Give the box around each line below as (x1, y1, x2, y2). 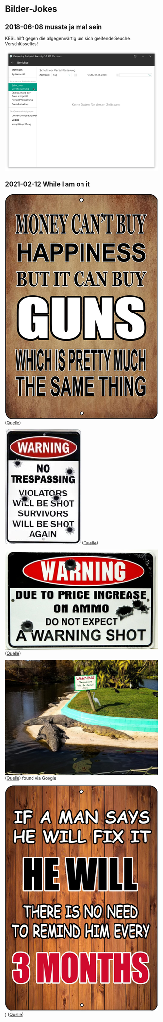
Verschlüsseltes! (5, 41, 38, 47)
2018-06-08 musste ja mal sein (5, 23, 102, 31)
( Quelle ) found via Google (5, 775, 57, 781)
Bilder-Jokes (5, 3, 57, 15)
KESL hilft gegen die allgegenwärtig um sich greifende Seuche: (5, 35, 131, 41)
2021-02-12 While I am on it (5, 181, 90, 189)
